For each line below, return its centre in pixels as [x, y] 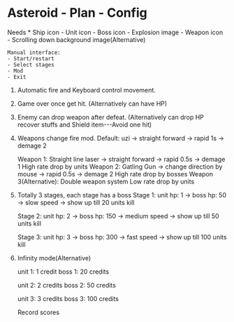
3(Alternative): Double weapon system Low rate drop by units [106, 181]
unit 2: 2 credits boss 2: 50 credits [67, 285]
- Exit [17, 77]
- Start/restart [31, 58]
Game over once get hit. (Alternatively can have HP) [92, 104]
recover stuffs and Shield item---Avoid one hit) [85, 125]
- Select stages [31, 64]
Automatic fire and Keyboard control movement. [86, 90]
